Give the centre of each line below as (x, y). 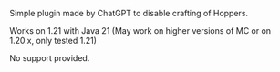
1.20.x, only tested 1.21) (53, 41)
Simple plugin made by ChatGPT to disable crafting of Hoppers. (129, 13)
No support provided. (50, 58)
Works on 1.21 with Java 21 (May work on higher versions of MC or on (140, 31)
